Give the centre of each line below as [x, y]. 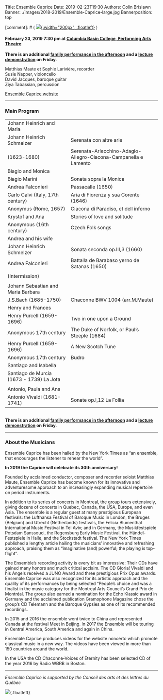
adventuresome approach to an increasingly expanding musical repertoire [79, 487]
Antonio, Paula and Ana [34, 389]
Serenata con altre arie [97, 140]
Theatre [13, 44]
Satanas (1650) [89, 266]
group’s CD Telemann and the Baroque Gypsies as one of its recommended [80, 604]
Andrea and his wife [30, 239]
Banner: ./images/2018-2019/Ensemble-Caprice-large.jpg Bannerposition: [79, 12]
